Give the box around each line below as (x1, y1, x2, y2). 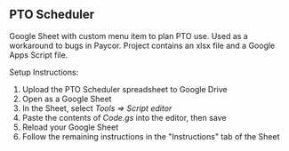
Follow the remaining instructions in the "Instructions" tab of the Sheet (21, 131, 280, 141)
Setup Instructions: (9, 67, 79, 77)
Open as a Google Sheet (21, 93, 112, 104)
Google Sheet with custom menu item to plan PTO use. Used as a (9, 30, 249, 41)
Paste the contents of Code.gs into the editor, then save (21, 112, 227, 123)
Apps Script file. (9, 49, 68, 60)
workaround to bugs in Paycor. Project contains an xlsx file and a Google (9, 40, 276, 51)
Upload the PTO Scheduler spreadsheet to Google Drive (21, 83, 229, 94)
